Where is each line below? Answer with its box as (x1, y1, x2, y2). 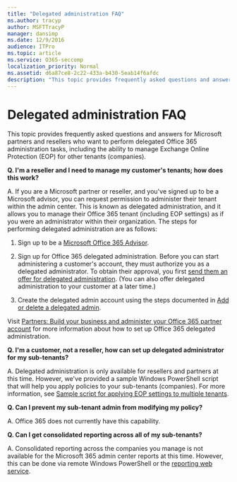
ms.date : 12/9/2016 (7, 37, 65, 44)
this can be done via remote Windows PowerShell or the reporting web (7, 459, 213, 468)
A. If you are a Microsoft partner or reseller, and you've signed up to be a (7, 187, 219, 196)
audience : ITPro (7, 43, 55, 50)
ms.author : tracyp (7, 17, 61, 24)
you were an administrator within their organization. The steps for (7, 217, 197, 226)
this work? (7, 174, 39, 182)
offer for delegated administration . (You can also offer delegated (17, 275, 205, 283)
